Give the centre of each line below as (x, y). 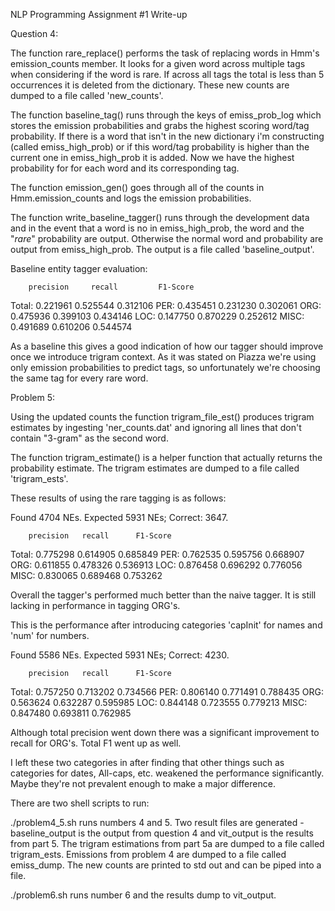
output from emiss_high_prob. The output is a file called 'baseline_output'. (162, 249)
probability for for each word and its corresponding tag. (125, 168)
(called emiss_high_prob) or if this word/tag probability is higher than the (160, 147)
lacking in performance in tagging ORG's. (95, 605)
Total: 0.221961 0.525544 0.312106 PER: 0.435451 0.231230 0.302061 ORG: (166, 305)
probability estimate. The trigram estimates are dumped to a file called (155, 468)
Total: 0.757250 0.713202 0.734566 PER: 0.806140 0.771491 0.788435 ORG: (167, 692)
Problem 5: (33, 397)
